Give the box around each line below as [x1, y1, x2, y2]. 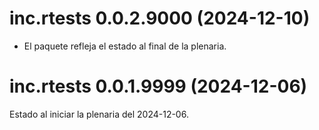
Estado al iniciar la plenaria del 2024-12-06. [9, 108, 189, 120]
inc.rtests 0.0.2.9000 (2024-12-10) [9, 7, 311, 30]
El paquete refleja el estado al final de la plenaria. [23, 40, 227, 52]
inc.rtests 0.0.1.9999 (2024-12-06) [9, 75, 308, 98]
